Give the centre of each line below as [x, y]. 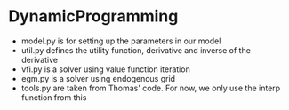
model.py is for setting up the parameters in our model [121, 41]
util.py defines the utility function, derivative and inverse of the [136, 50]
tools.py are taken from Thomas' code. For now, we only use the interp [151, 88]
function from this [54, 97]
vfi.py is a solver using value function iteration [105, 69]
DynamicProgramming [93, 16]
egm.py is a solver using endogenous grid [98, 78]
